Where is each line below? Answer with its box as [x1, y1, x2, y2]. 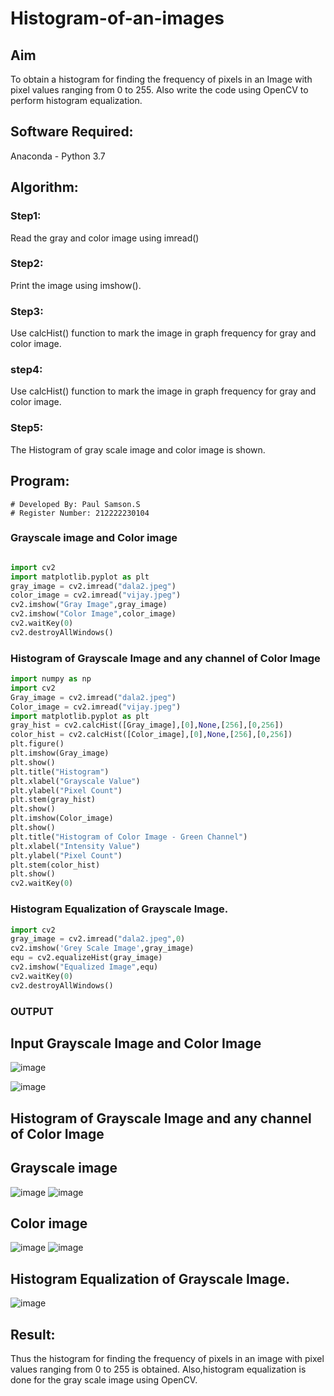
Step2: [10, 257, 44, 271]
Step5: [10, 421, 44, 435]
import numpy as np [10, 674, 92, 684]
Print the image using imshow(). [10, 279, 142, 291]
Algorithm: [10, 179, 79, 196]
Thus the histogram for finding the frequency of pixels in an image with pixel [10, 1353, 325, 1365]
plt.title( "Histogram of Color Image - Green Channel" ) [10, 832, 248, 842]
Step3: [10, 304, 44, 318]
